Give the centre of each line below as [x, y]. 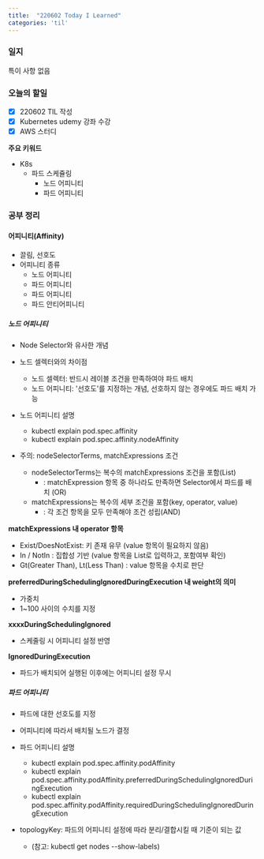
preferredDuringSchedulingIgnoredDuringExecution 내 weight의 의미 [122, 582]
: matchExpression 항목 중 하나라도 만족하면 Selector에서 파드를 [143, 482]
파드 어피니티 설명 [47, 748]
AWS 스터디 [38, 132]
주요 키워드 [25, 148]
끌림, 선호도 [38, 255]
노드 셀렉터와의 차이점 [54, 362]
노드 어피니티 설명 [47, 415]
